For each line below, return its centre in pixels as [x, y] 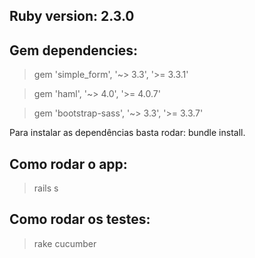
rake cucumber [65, 243]
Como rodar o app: [68, 164]
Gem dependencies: [74, 50]
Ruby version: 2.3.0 [72, 16]
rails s [46, 188]
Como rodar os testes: [80, 219]
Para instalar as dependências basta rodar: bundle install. [127, 133]
